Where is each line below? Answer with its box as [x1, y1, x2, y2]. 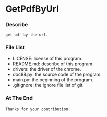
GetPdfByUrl [5, 3, 59, 15]
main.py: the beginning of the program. [12, 76, 94, 83]
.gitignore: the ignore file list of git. [12, 82, 84, 88]
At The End [5, 94, 33, 101]
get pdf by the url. [5, 32, 49, 38]
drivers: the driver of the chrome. [12, 66, 81, 72]
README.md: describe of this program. [12, 61, 94, 67]
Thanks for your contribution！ [5, 107, 72, 112]
